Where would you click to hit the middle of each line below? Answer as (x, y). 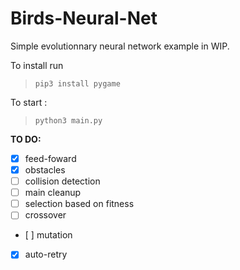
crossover (45, 215)
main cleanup (53, 193)
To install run (37, 65)
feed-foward (50, 158)
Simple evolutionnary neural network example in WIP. (120, 46)
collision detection (62, 181)
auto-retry (46, 254)
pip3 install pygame (77, 83)
